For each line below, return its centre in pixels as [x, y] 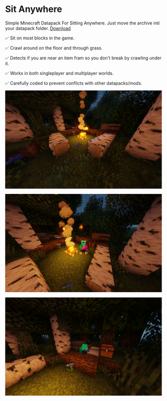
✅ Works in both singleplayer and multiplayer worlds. [59, 73]
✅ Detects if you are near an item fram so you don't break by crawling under [83, 58]
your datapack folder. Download [38, 28]
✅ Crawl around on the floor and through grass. [54, 48]
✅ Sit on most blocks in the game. [40, 38]
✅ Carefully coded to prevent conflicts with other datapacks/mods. [74, 83]
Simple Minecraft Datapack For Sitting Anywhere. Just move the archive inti [83, 23]
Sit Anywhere [34, 9]
